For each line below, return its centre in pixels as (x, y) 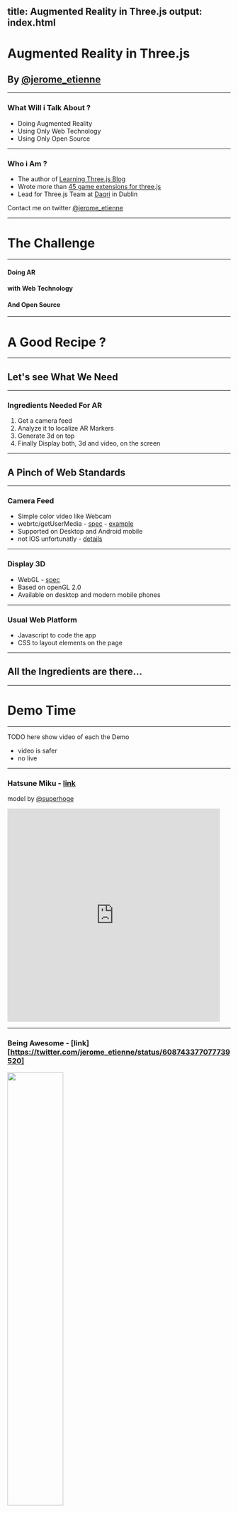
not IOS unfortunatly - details (60, 539)
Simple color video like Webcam (64, 516)
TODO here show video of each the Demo (68, 737)
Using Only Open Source (54, 139)
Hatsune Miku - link (42, 783)
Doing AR (22, 272)
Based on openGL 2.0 (49, 587)
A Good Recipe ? (57, 342)
